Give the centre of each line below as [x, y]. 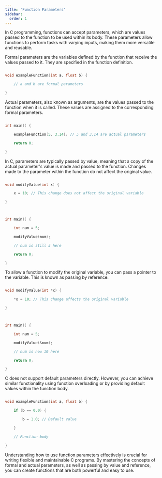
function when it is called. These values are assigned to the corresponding [79, 107]
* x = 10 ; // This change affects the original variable [71, 299]
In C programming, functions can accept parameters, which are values [75, 32]
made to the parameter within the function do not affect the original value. [79, 171]
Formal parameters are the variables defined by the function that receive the [81, 57]
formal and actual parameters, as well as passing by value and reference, [78, 465]
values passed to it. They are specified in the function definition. [69, 62]
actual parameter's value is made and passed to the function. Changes [75, 166]
